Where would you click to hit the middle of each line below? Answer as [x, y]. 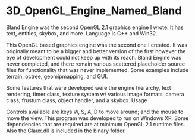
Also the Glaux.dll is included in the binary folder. [66, 131]
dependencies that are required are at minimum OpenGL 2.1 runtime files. [96, 124]
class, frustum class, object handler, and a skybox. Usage [77, 100]
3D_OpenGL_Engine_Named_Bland [94, 11]
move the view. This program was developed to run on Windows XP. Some [97, 118]
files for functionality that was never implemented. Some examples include [97, 70]
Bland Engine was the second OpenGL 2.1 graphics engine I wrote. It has [95, 27]
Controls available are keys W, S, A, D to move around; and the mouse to [95, 112]
